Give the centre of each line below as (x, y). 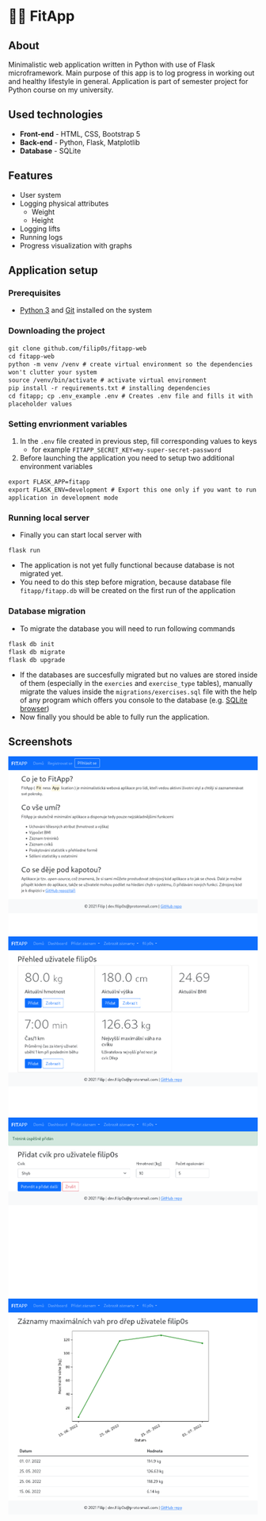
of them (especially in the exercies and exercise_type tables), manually (136, 683)
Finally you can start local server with (81, 535)
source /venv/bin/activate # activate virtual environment (108, 380)
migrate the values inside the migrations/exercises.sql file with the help (138, 691)
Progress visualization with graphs (76, 245)
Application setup (53, 270)
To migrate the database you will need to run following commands (127, 628)
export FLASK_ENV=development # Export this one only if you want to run (133, 490)
